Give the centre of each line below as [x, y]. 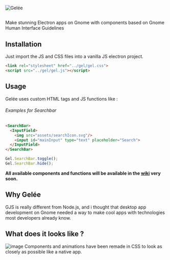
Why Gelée [23, 195]
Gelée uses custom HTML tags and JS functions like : [62, 99]
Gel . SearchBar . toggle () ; [32, 159]
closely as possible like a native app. [44, 252]
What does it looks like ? [45, 234]
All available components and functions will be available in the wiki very [83, 173]
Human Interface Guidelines [35, 28]
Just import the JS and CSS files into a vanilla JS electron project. [75, 57]
